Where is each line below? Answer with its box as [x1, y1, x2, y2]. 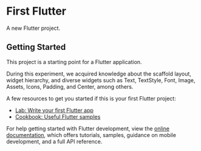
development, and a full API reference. [6, 138, 103, 145]
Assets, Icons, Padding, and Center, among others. [6, 83, 134, 90]
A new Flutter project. [6, 24, 61, 32]
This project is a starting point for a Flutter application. [6, 58, 142, 65]
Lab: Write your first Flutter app [15, 107, 94, 114]
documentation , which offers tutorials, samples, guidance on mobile [6, 131, 176, 138]
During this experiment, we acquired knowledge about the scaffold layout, [6, 70, 191, 77]
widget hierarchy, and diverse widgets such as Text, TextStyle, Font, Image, [6, 76, 196, 83]
